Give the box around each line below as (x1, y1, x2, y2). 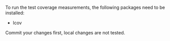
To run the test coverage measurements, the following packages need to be (5, 5, 165, 10)
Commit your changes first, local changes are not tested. (5, 30, 125, 35)
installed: (5, 10, 25, 16)
